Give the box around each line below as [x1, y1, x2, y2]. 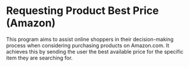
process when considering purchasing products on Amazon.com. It [6, 42, 170, 49]
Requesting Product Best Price [6, 4, 159, 17]
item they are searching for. [6, 54, 73, 61]
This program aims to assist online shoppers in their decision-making [6, 36, 174, 43]
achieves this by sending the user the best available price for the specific [6, 48, 184, 55]
